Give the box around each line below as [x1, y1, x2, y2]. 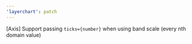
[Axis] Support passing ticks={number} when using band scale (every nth [6, 25, 186, 32]
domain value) [6, 31, 42, 39]
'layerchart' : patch [6, 8, 58, 15]
